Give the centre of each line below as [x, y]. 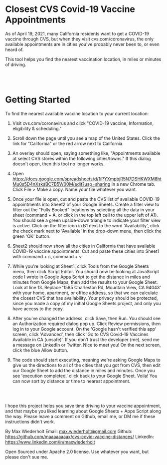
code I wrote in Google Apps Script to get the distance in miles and [81, 277]
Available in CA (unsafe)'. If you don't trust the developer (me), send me [86, 339]
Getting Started [38, 100]
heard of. [14, 49]
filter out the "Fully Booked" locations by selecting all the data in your [83, 210]
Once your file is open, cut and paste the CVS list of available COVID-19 [86, 199]
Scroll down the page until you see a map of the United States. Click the [86, 138]
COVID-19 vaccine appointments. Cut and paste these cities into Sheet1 [86, 251]
